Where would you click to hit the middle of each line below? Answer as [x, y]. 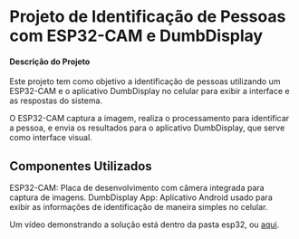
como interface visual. [51, 138]
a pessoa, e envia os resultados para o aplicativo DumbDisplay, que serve [147, 128]
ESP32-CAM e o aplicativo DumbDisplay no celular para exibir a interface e [149, 91]
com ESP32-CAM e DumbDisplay [136, 36]
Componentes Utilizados [81, 166]
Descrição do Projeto [50, 62]
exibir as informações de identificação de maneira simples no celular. [139, 207]
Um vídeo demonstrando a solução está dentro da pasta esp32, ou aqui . [145, 225]
